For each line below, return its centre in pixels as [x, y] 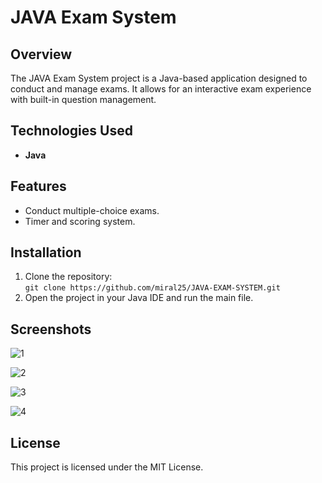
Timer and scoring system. [80, 221]
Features [38, 186]
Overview [41, 54]
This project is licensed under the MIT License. [107, 467]
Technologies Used [71, 131]
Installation [46, 252]
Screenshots [51, 329]
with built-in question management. [83, 99]
